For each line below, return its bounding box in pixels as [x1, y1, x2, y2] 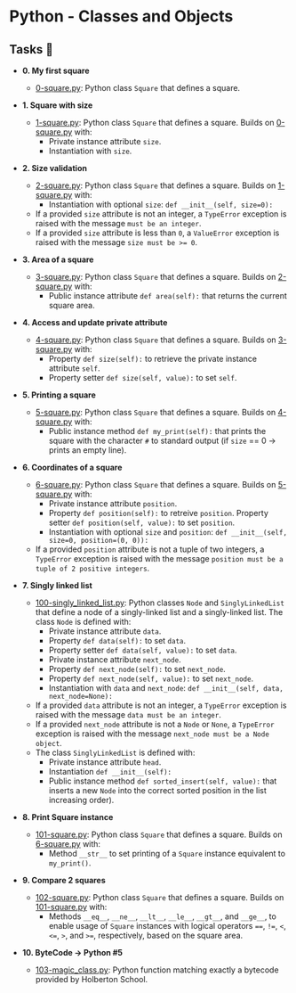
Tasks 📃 [9, 42, 54, 57]
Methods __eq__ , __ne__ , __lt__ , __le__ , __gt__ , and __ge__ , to [48, 911, 277, 922]
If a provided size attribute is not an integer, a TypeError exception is [35, 209, 287, 219]
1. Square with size [21, 100, 93, 111]
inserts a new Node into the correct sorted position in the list [48, 785, 267, 795]
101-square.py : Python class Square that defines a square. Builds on [35, 829, 283, 840]
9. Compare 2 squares [21, 875, 107, 885]
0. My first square [21, 65, 90, 76]
